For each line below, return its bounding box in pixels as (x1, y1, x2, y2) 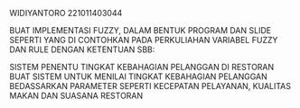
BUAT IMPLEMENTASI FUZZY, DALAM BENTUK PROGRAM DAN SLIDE (9, 25, 272, 35)
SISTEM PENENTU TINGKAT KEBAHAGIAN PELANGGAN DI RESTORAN (9, 62, 275, 72)
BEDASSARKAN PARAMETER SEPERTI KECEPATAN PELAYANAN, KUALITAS (9, 81, 292, 91)
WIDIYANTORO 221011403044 (9, 8, 123, 18)
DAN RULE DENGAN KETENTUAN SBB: (9, 44, 155, 55)
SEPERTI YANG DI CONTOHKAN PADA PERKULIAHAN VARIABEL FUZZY (9, 35, 278, 45)
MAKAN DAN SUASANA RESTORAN (9, 90, 144, 101)
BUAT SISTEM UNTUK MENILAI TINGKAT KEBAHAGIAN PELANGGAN (9, 71, 268, 82)
